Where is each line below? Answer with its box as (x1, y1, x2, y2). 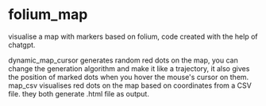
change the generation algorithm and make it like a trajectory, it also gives (8, 63, 250, 73)
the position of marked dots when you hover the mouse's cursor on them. (8, 72, 249, 81)
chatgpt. (8, 40, 36, 49)
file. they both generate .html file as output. (8, 89, 149, 98)
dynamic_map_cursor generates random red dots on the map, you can (8, 55, 238, 65)
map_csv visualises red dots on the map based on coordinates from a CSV (8, 81, 252, 90)
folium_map (8, 6, 88, 24)
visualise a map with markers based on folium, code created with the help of (8, 32, 258, 41)
